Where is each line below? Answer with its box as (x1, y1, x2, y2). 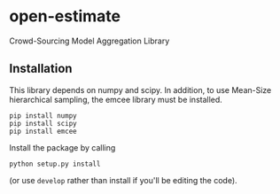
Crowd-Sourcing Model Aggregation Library (9, 35, 170, 46)
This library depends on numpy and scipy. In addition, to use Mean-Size (9, 84, 272, 95)
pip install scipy (9, 119, 77, 128)
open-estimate (9, 6, 121, 27)
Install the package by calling (9, 142, 116, 152)
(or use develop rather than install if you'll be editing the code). (9, 175, 237, 185)
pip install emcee (9, 127, 77, 136)
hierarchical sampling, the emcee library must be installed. (9, 94, 223, 105)
